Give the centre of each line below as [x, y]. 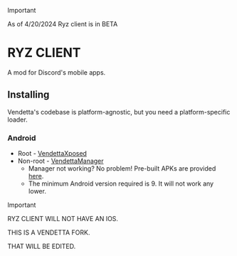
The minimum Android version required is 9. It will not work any [121, 183]
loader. [17, 119]
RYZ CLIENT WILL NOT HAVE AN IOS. [63, 219]
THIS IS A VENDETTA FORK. [49, 233]
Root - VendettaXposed [52, 154]
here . [36, 176]
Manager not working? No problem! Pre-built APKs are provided [122, 169]
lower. [37, 191]
